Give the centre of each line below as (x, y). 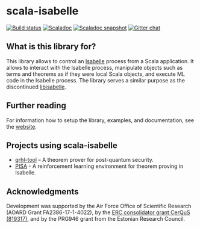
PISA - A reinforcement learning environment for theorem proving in (99, 166)
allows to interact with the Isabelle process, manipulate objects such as (95, 67)
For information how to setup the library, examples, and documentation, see (100, 120)
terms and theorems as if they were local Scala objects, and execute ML (96, 74)
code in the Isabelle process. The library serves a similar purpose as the (96, 80)
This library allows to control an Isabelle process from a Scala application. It (100, 61)
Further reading (36, 106)
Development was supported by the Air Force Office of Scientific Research (99, 206)
